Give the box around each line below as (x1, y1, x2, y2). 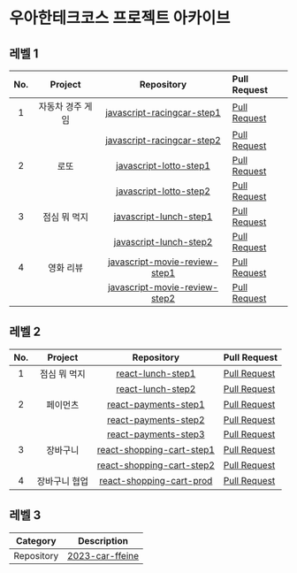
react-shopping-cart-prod (98, 474, 213, 486)
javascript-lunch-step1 (113, 210, 213, 222)
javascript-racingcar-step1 (105, 107, 221, 118)
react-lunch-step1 (116, 367, 196, 379)
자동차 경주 (38, 101, 82, 112)
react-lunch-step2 (116, 382, 196, 394)
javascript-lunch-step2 (113, 236, 213, 248)
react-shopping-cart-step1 (96, 443, 215, 455)
